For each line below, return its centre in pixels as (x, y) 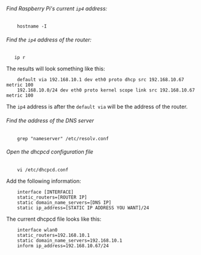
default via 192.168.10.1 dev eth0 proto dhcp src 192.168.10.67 (101, 80)
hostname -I (32, 26)
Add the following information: (44, 181)
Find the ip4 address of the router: (49, 40)
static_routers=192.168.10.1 (54, 235)
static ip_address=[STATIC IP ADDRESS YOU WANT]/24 (83, 207)
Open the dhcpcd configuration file (50, 152)
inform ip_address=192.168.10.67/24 (63, 246)
